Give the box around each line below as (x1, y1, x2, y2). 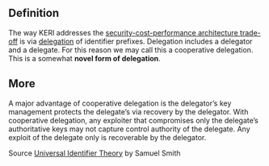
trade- (239, 27, 261, 37)
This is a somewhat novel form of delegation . (8, 53, 162, 63)
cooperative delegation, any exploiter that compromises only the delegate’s (8, 115, 258, 125)
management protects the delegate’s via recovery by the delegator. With (8, 106, 249, 116)
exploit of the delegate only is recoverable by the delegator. (8, 132, 207, 142)
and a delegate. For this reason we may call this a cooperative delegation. (8, 44, 254, 55)
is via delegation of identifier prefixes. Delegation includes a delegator (19, 36, 253, 46)
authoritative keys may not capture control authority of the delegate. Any (8, 124, 250, 134)
